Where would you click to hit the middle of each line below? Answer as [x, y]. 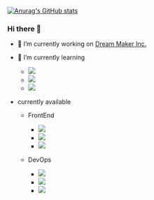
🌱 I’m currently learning [51, 57]
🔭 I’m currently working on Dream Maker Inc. [82, 44]
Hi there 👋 [24, 29]
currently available [44, 102]
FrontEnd [41, 116]
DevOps [40, 160]
